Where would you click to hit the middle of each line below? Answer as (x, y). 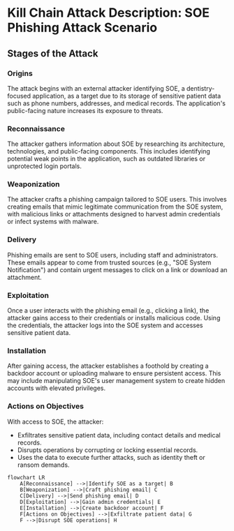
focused (19, 96)
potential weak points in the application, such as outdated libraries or (107, 159)
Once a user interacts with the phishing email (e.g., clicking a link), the (108, 311)
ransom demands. (43, 465)
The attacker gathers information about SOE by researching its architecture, (116, 144)
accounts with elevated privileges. (57, 388)
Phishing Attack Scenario (82, 28)
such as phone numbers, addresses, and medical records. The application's (116, 103)
